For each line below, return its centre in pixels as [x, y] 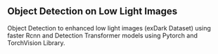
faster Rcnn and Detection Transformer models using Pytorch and [103, 35]
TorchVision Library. [36, 43]
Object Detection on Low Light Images [92, 11]
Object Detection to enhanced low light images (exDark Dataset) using [109, 28]
